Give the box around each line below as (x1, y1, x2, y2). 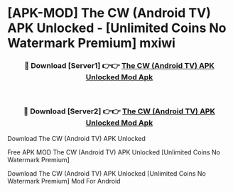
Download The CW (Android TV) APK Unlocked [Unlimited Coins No (7, 169, 206, 178)
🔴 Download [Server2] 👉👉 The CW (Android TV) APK (23, 106, 215, 116)
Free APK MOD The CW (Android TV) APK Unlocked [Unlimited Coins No (7, 147, 220, 157)
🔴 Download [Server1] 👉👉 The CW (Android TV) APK (23, 61, 215, 71)
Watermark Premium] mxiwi (7, 35, 176, 51)
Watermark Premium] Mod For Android (7, 176, 121, 185)
